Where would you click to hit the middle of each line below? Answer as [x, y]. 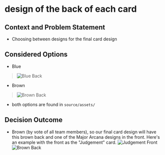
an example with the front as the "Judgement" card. [64, 142]
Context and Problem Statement [55, 27]
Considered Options [36, 54]
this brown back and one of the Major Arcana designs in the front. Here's [86, 137]
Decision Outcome [33, 120]
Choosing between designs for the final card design [64, 39]
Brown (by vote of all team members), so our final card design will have [84, 132]
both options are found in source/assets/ [53, 104]
